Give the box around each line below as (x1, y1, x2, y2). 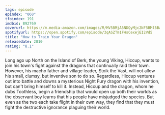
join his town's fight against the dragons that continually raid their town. (5, 62, 150, 68)
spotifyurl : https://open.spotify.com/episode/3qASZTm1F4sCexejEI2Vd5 (5, 30, 153, 35)
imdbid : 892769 (5, 21, 36, 26)
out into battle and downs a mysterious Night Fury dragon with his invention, (5, 78, 160, 84)
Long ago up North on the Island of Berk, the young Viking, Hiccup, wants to (5, 57, 160, 63)
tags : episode (5, 7, 34, 12)
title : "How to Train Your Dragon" (5, 35, 78, 40)
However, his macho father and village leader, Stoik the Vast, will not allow (5, 67, 155, 74)
